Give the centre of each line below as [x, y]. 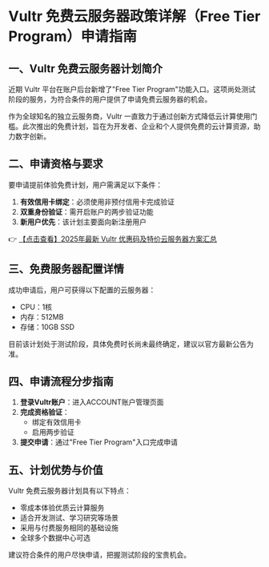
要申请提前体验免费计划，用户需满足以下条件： [85, 184]
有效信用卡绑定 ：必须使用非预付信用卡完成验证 [97, 202]
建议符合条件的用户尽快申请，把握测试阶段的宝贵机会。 [99, 555]
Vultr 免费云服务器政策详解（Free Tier [134, 16]
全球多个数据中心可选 [55, 538]
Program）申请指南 [73, 36]
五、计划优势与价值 [56, 470]
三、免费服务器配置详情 [66, 269]
